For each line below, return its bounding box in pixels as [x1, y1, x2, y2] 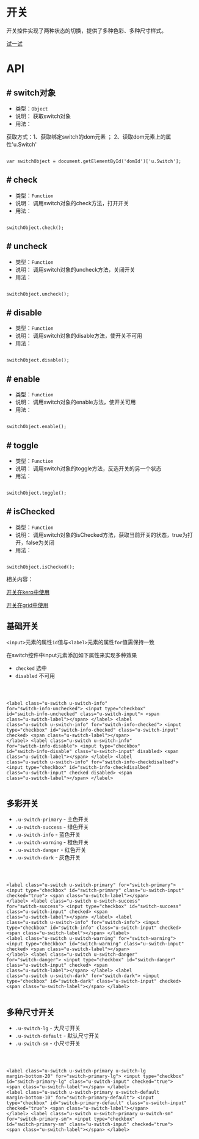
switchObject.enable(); [6, 424, 67, 430]
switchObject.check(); [6, 224, 64, 231]
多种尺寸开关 [6, 1007, 55, 1017]
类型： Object [15, 104, 48, 112]
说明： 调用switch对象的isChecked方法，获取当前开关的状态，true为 [15, 531, 188, 538]
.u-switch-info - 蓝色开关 [15, 831, 81, 839]
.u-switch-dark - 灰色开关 [15, 854, 81, 861]
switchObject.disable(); [6, 357, 70, 363]
